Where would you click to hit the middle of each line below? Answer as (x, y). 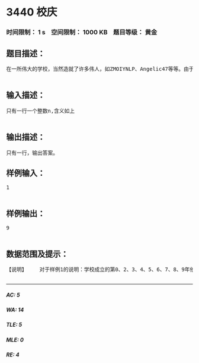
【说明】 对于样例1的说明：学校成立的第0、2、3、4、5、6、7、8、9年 (98, 269)
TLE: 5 (14, 325)
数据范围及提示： (37, 254)
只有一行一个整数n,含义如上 (41, 111)
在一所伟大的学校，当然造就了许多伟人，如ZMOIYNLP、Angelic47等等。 (95, 69)
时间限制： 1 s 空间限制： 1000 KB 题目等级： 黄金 (82, 32)
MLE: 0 (15, 340)
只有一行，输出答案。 (32, 153)
